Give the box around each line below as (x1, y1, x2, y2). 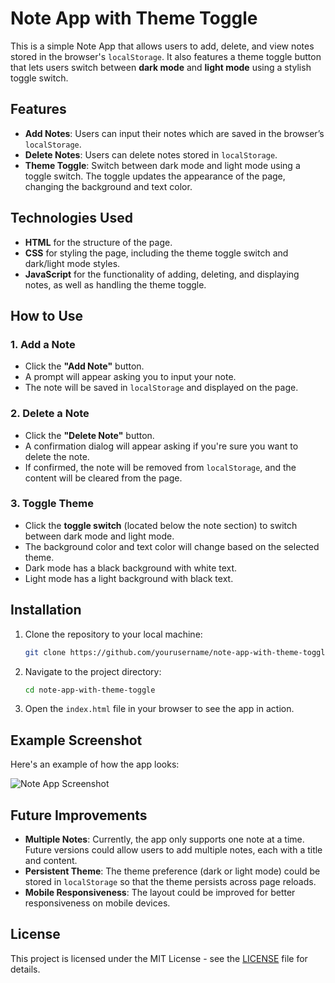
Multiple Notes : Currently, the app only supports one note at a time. (24, 833, 305, 846)
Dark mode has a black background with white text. (24, 562, 238, 574)
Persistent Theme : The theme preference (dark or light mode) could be (24, 865, 321, 877)
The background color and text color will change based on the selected (24, 540, 320, 552)
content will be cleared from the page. (24, 472, 183, 484)
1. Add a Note (10, 337, 76, 351)
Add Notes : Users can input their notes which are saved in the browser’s (24, 127, 325, 139)
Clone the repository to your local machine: (24, 628, 203, 640)
